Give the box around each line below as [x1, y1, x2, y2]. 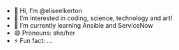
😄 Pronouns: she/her [13, 28, 75, 37]
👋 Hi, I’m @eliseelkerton [13, 7, 82, 15]
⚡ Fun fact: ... [13, 37, 52, 44]
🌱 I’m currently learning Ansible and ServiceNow [13, 22, 153, 29]
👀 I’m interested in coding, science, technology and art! [13, 14, 173, 22]
